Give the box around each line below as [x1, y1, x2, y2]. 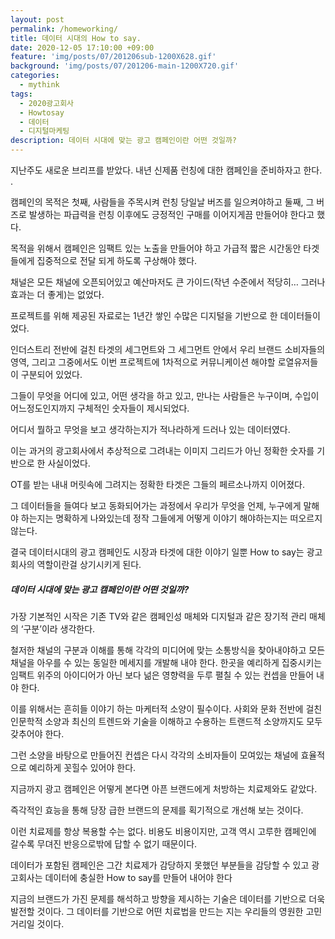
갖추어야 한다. [10, 727, 65, 740]
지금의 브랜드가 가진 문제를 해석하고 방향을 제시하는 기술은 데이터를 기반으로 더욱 [10, 892, 326, 905]
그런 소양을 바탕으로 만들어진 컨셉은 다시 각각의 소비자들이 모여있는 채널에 [10, 749, 299, 761]
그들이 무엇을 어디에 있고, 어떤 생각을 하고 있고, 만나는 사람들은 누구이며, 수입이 [10, 390, 320, 401]
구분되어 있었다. [20, 369, 83, 380]
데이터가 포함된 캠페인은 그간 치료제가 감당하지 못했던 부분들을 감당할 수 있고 [10, 859, 310, 871]
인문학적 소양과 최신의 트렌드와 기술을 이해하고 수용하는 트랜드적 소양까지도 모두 [10, 715, 323, 727]
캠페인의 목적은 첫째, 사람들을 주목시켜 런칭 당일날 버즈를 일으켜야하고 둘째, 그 [10, 196, 315, 208]
